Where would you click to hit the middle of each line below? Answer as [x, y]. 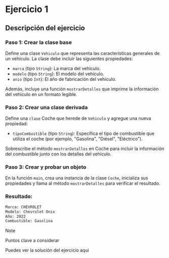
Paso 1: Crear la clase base [39, 42]
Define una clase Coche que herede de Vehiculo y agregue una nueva [78, 118]
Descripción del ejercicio [45, 28]
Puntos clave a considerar [32, 240]
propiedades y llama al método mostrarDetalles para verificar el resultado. [83, 183]
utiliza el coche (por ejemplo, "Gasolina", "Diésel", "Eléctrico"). [77, 139]
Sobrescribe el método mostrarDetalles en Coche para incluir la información [85, 149]
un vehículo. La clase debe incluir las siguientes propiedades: [69, 59]
